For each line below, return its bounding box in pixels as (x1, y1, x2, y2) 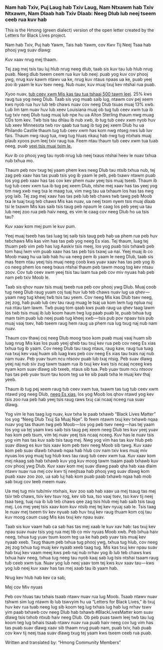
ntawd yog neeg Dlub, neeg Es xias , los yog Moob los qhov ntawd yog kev (5, 391, 154, 397)
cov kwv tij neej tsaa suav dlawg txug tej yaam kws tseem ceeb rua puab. (5, 630, 152, 636)
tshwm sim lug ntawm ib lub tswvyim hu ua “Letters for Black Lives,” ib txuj (5, 599, 155, 605)
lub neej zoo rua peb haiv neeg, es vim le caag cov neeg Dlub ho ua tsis (5, 209, 149, 215)
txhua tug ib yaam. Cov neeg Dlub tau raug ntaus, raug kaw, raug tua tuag (5, 345, 153, 351)
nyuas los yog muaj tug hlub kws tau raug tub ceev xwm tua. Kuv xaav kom (5, 453, 156, 459)
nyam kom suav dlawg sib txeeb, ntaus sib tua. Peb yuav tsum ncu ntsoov (5, 366, 153, 372)
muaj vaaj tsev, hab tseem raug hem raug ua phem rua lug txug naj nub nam (5, 320, 157, 326)
